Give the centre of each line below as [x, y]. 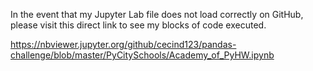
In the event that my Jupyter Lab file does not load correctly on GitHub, [157, 14]
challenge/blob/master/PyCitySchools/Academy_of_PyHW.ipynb [142, 55]
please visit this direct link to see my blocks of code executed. [138, 25]
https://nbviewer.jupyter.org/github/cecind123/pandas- [123, 44]
